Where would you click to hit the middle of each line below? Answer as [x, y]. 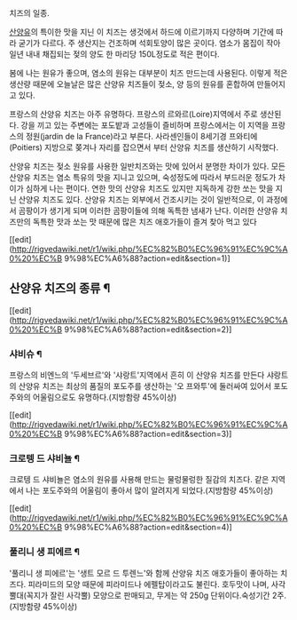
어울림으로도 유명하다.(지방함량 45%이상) [105, 397]
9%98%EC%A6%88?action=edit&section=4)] [148, 528]
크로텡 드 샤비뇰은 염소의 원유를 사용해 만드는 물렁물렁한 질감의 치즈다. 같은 [139, 480]
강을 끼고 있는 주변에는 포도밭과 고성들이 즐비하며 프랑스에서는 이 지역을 [145, 125]
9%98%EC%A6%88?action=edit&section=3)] [148, 434]
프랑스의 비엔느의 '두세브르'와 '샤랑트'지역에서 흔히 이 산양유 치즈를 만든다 [137, 375]
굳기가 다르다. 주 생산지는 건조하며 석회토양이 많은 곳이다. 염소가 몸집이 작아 [149, 43]
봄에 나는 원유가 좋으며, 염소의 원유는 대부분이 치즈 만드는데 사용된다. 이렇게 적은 [148, 73]
